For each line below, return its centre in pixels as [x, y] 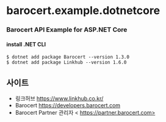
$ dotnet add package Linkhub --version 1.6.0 [67, 63]
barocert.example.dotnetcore [83, 11]
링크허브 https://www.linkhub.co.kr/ [59, 99]
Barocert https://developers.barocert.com [68, 106]
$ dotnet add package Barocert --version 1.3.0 [68, 57]
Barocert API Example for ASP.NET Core [67, 30]
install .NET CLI [26, 44]
